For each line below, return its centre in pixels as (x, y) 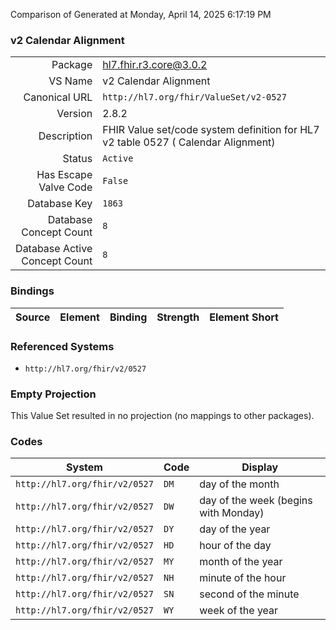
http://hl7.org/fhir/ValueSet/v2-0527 (194, 97)
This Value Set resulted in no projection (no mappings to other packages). (162, 416)
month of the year (241, 562)
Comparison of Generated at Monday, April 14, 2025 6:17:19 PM (141, 14)
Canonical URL (58, 97)
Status (77, 159)
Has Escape (64, 175)
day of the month (239, 484)
